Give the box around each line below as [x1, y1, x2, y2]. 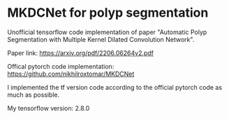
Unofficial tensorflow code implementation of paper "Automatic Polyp [7, 28, 207, 36]
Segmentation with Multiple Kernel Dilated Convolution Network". [7, 35, 195, 43]
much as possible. [7, 90, 60, 99]
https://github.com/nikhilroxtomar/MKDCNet [7, 70, 135, 78]
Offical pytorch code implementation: [7, 62, 114, 70]
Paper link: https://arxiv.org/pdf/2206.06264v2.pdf [7, 49, 154, 57]
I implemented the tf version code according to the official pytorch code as [7, 83, 222, 91]
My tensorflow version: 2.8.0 [7, 104, 90, 112]
